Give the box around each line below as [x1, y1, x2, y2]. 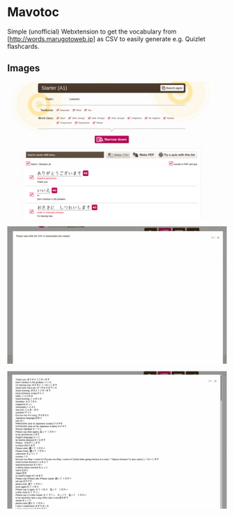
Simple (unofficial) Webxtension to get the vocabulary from [7, 27, 177, 36]
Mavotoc [7, 4, 59, 20]
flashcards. [7, 42, 40, 50]
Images [7, 62, 40, 74]
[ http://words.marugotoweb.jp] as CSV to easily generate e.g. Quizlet [7, 34, 205, 43]
